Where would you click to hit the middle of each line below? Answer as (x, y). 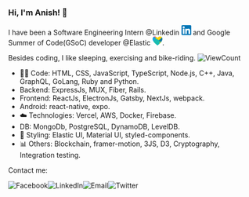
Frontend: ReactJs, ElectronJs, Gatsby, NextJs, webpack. (112, 98)
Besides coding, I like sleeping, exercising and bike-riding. (102, 58)
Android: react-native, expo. (65, 107)
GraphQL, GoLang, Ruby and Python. (79, 82)
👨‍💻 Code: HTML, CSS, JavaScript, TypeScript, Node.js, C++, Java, (127, 73)
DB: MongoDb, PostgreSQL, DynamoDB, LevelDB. (99, 127)
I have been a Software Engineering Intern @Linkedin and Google (119, 33)
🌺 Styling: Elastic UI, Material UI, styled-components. (105, 135)
